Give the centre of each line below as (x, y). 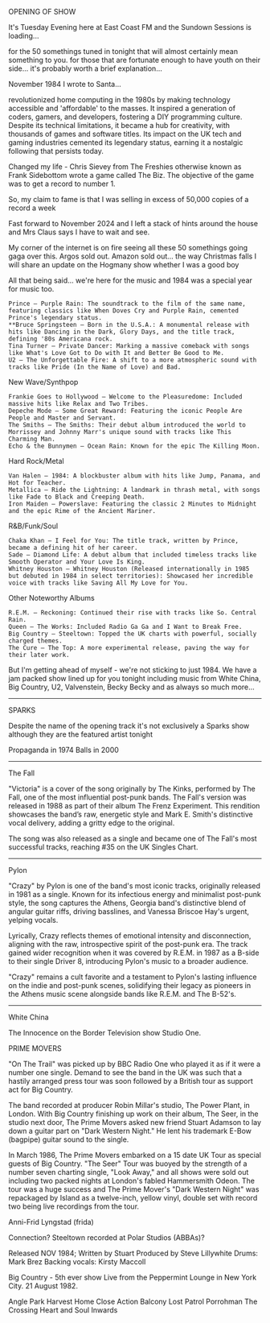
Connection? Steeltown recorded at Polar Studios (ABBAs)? (106, 1238)
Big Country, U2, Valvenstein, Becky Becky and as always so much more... (131, 687)
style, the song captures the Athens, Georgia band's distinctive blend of (127, 903)
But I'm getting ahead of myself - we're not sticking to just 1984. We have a (133, 670)
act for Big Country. (41, 1089)
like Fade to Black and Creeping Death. (77, 497)
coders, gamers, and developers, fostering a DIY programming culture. (125, 117)
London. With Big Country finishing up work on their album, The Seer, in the (133, 1114)
